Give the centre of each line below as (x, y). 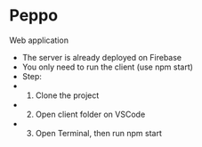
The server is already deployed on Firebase (102, 57)
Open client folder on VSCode (90, 114)
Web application (39, 40)
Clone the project (67, 95)
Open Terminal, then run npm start (98, 133)
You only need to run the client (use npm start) (108, 67)
